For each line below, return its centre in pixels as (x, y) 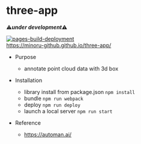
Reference (28, 123)
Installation (29, 80)
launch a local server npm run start (68, 111)
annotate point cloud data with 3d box (71, 68)
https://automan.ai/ (48, 134)
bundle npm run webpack (54, 98)
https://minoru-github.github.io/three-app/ (59, 45)
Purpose (26, 57)
